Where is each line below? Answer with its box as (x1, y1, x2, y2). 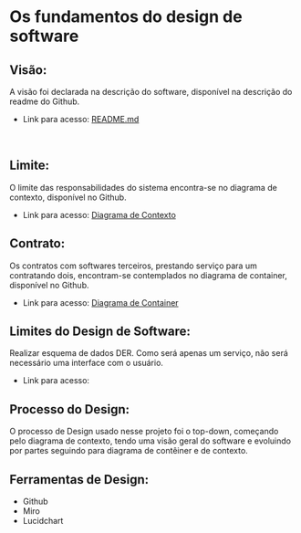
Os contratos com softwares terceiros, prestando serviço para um (9, 260, 257, 271)
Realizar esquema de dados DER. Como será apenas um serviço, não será (9, 348, 289, 359)
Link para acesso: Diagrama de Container (22, 297, 180, 308)
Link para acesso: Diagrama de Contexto (22, 209, 176, 220)
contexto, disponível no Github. (9, 192, 127, 203)
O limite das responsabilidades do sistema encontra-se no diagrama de (9, 182, 278, 193)
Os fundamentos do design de (9, 6, 244, 27)
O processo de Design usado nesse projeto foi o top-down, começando (9, 426, 279, 437)
